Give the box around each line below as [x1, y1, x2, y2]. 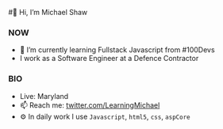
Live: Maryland [19, 91, 69, 101]
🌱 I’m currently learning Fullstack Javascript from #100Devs [19, 45, 216, 55]
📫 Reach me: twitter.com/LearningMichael [19, 100, 160, 110]
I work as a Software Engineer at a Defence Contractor [19, 54, 199, 63]
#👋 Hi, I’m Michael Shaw [8, 8, 88, 17]
